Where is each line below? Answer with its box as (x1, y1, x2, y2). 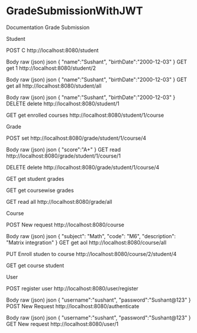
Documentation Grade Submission (6, 24, 90, 31)
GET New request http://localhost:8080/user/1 (6, 320, 119, 327)
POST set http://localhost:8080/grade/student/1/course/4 (6, 135, 147, 142)
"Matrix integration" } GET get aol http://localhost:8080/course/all (6, 239, 167, 246)
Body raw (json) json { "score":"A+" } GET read (6, 146, 121, 153)
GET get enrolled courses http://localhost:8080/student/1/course (6, 111, 164, 119)
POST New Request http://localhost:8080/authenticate (6, 302, 140, 309)
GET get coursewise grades (6, 187, 74, 194)
